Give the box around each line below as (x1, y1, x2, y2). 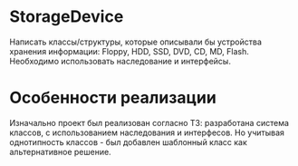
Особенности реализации (9, 88, 217, 108)
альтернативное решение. (9, 146, 111, 157)
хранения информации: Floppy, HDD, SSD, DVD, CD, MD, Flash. (9, 45, 249, 56)
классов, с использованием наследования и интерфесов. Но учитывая (9, 127, 285, 138)
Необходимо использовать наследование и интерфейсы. (9, 55, 231, 66)
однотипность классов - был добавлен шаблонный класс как (9, 136, 247, 147)
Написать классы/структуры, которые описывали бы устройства (9, 36, 263, 47)
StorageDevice (9, 6, 124, 27)
